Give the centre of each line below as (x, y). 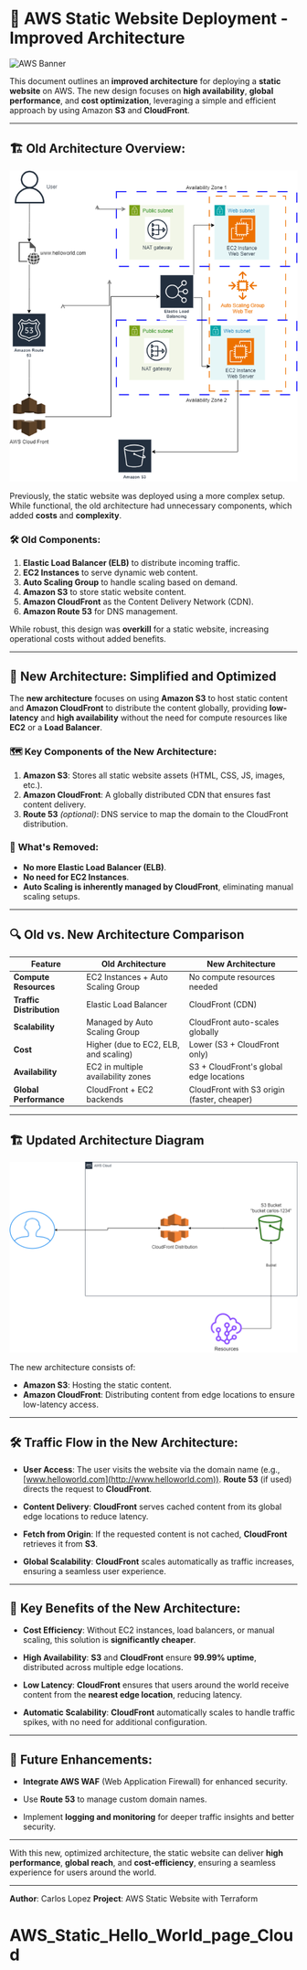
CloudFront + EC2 (120, 1089)
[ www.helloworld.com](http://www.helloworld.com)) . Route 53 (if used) (157, 1479)
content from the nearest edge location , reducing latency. (132, 1695)
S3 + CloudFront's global (236, 1067)
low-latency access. (60, 1404)
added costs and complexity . (65, 516)
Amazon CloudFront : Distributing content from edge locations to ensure (159, 1394)
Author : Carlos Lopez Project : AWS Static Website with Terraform (134, 1899)
